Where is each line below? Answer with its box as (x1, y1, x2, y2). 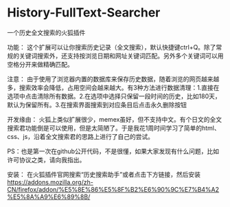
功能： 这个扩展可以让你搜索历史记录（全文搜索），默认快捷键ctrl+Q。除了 (7, 43, 216, 51)
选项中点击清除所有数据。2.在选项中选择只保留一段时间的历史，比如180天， (7, 91, 221, 100)
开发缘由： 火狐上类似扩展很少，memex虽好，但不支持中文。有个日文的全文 (7, 115, 222, 123)
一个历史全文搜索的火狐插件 (7, 28, 86, 36)
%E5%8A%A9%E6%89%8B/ (7, 193, 91, 201)
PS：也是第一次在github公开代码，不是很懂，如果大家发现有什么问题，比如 (7, 146, 220, 155)
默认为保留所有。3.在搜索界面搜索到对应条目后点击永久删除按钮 (7, 100, 187, 109)
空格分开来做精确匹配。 (7, 60, 73, 68)
